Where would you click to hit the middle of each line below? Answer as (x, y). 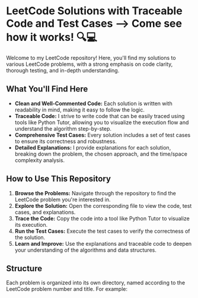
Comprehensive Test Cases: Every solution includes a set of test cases (103, 135)
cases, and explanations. (45, 212)
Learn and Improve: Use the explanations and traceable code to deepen (103, 243)
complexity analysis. (40, 160)
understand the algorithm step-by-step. (63, 128)
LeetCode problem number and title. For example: (67, 289)
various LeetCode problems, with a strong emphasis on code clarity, (90, 64)
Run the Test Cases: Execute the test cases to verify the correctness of (102, 231)
